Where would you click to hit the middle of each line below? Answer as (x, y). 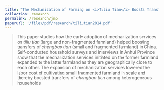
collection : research (27, 14)
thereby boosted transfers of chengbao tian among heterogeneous (84, 78)
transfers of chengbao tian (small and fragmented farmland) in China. (87, 47)
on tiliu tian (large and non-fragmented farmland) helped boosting (83, 42)
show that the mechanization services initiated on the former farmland (88, 57)
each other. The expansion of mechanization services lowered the (83, 68)
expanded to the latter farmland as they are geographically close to (84, 62)
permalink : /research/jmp (31, 18)
